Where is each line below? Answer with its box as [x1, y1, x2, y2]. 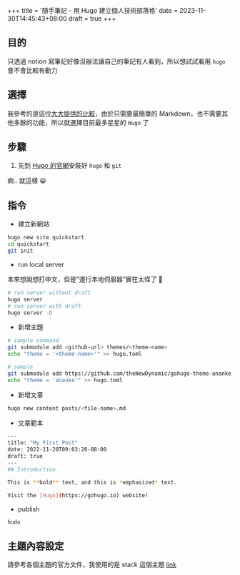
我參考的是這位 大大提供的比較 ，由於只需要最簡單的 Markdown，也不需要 [7, 109, 222, 118]
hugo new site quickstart [7, 234, 84, 241]
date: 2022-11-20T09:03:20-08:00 [7, 446, 107, 454]
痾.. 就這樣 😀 [7, 176, 46, 185]
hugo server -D [7, 309, 53, 316]
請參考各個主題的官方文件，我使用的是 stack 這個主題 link [7, 560, 177, 569]
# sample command [7, 337, 59, 344]
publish [17, 504, 40, 513]
